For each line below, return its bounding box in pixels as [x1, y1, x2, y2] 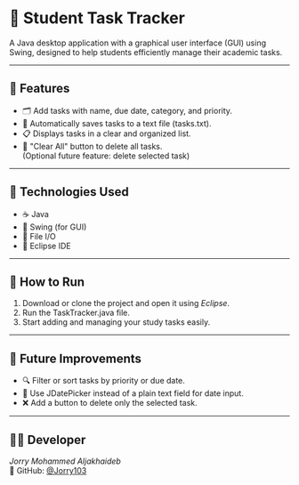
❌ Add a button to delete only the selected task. [21, 398, 198, 408]
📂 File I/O [21, 230, 56, 241]
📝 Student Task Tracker [9, 8, 185, 28]
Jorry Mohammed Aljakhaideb [9, 456, 122, 466]
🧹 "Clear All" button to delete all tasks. [21, 141, 163, 151]
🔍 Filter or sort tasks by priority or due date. [21, 376, 185, 386]
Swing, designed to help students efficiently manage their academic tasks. [9, 46, 283, 57]
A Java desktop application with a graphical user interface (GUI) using [9, 37, 267, 48]
